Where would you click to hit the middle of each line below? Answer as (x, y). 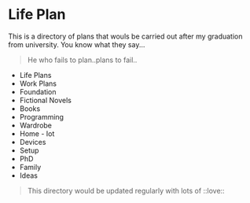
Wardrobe (36, 125)
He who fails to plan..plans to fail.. (82, 60)
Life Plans (35, 75)
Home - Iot (37, 133)
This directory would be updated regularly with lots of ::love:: (126, 190)
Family (30, 167)
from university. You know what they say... (77, 44)
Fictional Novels (46, 100)
